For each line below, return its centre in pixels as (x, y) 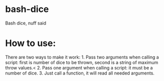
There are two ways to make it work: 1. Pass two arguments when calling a (82, 57)
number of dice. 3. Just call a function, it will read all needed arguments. (80, 73)
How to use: (31, 43)
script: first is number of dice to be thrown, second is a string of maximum (82, 62)
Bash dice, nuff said (26, 23)
